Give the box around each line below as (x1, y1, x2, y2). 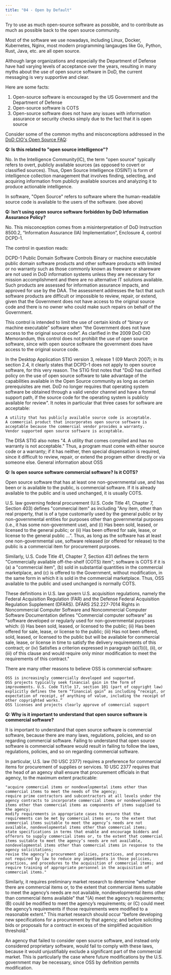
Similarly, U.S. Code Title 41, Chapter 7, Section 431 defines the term (5, 553, 149, 559)
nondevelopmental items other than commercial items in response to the (5, 842, 163, 848)
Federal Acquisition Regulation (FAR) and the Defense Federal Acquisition (5, 596, 160, 602)
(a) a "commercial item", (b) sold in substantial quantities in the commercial (5, 564, 163, 570)
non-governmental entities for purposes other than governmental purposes (5, 516, 164, 522)
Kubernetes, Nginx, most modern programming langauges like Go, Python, (5, 42, 162, 49)
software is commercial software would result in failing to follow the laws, (5, 743, 160, 749)
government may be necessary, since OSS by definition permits (5, 959, 139, 965)
